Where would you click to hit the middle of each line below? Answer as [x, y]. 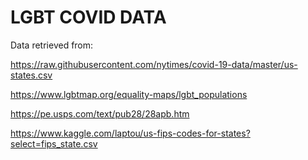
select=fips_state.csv [54, 143]
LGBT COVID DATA [88, 17]
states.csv [31, 75]
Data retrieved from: [52, 45]
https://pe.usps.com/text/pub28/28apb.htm [100, 113]
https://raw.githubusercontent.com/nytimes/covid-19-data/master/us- [154, 64]
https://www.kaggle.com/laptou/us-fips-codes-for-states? [130, 133]
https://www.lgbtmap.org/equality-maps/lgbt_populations [129, 94]
